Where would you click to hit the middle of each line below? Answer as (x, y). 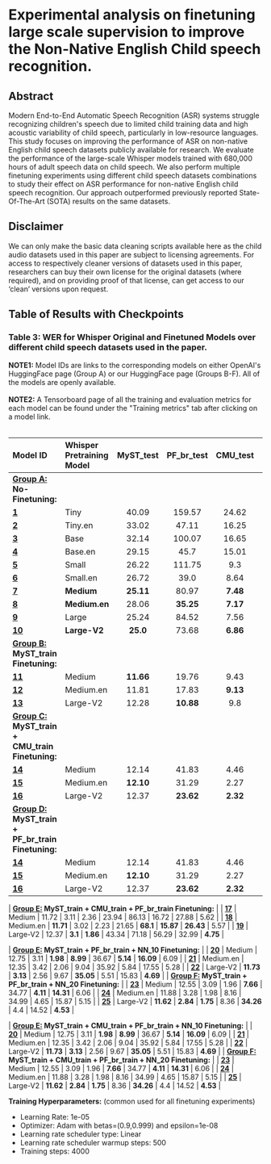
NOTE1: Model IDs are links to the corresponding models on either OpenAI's (135, 365)
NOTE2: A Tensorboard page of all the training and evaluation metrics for (130, 399)
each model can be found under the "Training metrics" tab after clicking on (133, 408)
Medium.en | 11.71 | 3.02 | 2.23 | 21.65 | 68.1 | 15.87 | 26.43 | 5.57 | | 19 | (128, 925)
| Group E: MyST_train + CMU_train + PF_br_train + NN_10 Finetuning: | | (130, 1025)
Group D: (30, 809)
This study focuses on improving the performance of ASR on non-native (128, 141)
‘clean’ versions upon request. (58, 289)
